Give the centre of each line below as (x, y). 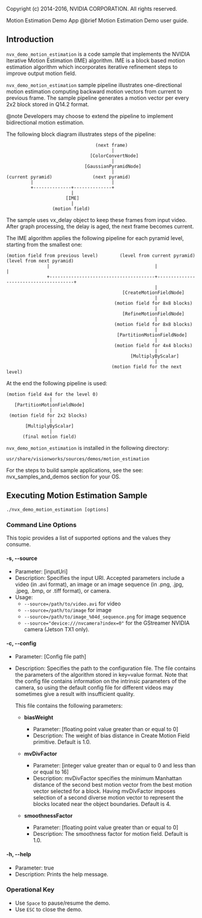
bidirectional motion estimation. (45, 122)
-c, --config (21, 643)
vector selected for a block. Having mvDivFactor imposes (104, 791)
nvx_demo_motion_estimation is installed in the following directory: (88, 448)
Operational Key (30, 890)
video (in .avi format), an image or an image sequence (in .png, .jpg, (99, 584)
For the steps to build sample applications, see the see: (75, 470)
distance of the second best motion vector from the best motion (112, 785)
